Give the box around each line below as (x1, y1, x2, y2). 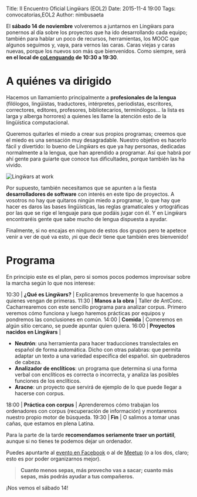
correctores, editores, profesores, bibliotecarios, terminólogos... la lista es (6, 106, 185, 114)
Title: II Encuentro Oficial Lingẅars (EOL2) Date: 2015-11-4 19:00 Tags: (6, 5, 176, 12)
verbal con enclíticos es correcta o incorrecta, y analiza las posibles (14, 371, 179, 378)
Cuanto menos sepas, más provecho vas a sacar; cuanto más (20, 466, 174, 473)
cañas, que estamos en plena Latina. (6, 420, 95, 427)
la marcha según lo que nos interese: (6, 279, 96, 286)
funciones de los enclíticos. (14, 377, 81, 384)
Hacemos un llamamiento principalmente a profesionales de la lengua (6, 94, 176, 101)
